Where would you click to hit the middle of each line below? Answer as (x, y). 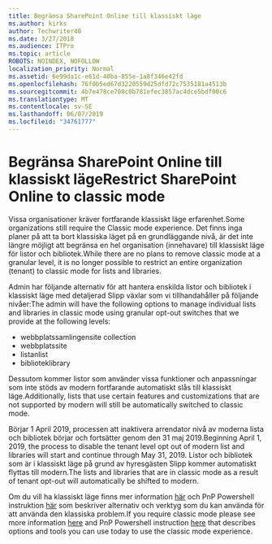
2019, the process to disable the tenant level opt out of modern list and (127, 446)
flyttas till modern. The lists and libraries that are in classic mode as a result (133, 472)
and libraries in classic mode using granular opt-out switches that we (124, 312)
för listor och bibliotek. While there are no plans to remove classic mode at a (135, 254)
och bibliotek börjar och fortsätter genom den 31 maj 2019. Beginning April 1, (135, 437)
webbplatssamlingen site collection (78, 337)
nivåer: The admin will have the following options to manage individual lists (132, 304)
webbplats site (43, 346)
